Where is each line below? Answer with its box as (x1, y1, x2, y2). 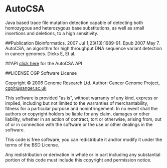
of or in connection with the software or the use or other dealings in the (5, 121, 153, 127)
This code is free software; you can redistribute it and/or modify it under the (5, 136, 162, 142)
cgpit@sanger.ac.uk (5, 85, 47, 91)
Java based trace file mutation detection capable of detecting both (5, 20, 143, 26)
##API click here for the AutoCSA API (5, 60, 83, 66)
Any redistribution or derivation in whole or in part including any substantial (5, 151, 160, 157)
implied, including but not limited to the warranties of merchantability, (5, 100, 149, 106)
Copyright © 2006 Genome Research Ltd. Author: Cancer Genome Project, (5, 80, 160, 86)
